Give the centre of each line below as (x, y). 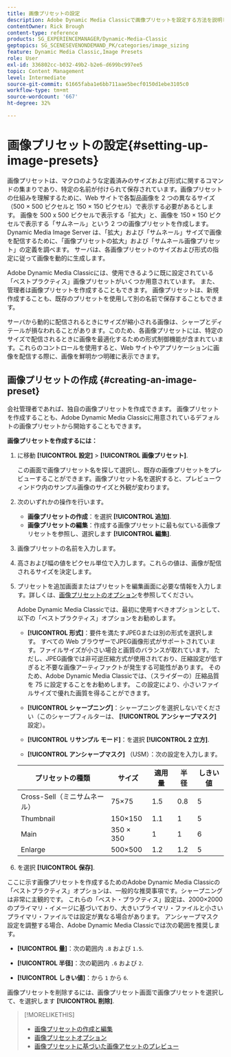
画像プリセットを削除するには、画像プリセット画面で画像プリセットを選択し (115, 992)
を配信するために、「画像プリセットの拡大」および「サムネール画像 (102, 240)
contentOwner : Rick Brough (46, 26)
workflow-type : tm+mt (38, 90)
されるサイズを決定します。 (56, 571)
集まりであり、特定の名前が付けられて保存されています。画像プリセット (121, 189)
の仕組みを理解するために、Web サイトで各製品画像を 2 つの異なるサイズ (111, 198)
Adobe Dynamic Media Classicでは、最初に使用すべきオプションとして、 (120, 609)
